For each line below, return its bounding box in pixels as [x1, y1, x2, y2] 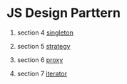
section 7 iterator [16, 69, 68, 78]
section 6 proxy [16, 55, 63, 64]
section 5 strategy [16, 42, 71, 50]
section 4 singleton [16, 28, 74, 37]
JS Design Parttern [6, 5, 121, 21]
